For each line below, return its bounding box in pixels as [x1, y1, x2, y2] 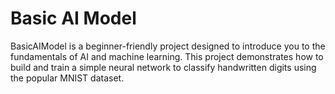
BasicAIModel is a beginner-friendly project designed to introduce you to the [10, 40, 326, 52]
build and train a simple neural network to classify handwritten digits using [10, 61, 317, 73]
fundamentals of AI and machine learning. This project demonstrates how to [10, 50, 324, 62]
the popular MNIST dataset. [10, 72, 125, 84]
